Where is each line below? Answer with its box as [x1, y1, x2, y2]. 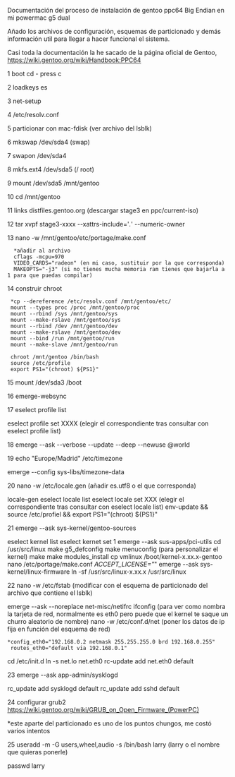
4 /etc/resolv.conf [7, 111, 60, 119]
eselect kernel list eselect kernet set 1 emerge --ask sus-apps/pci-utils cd [7, 538, 222, 546]
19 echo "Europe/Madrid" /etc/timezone [7, 454, 123, 462]
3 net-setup [7, 97, 42, 105]
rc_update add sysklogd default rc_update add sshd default [7, 685, 180, 692]
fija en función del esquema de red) [7, 625, 111, 633]
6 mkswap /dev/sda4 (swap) [7, 138, 90, 146]
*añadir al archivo [13, 247, 71, 254]
